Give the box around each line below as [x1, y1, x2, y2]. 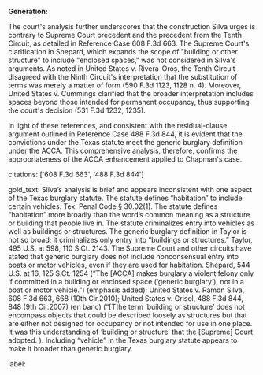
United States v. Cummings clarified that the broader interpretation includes [8, 89, 254, 98]
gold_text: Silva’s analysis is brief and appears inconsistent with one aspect [8, 185, 253, 194]
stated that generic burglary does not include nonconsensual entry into [8, 252, 239, 261]
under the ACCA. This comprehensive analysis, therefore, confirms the [8, 146, 238, 155]
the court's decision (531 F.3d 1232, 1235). [8, 106, 146, 115]
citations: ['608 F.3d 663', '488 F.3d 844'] [8, 169, 144, 179]
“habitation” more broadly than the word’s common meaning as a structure [8, 210, 250, 219]
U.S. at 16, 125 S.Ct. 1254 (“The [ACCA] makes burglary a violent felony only [8, 269, 254, 278]
